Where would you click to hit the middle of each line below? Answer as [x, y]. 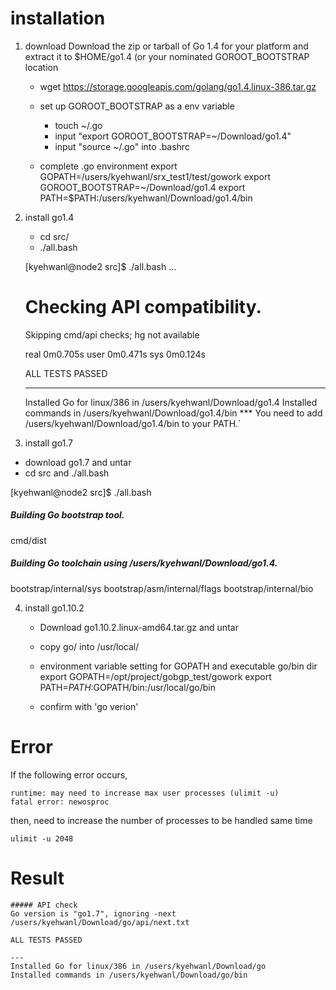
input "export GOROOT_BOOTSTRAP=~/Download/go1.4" [173, 136]
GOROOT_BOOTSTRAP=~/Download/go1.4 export [142, 187]
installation [58, 18]
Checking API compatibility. [143, 307]
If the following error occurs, [69, 774]
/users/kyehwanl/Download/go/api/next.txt [100, 922]
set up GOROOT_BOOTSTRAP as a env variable [137, 106]
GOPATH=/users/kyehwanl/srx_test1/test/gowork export [155, 176]
